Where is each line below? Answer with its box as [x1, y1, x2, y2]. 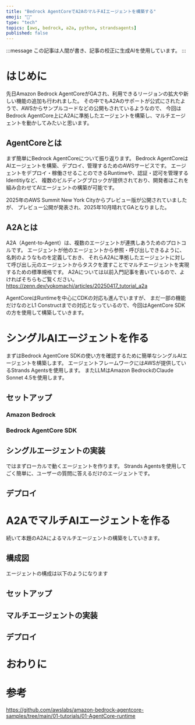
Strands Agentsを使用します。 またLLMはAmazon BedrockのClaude [10, 367, 173, 374]
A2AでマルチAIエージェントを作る [6, 514, 171, 527]
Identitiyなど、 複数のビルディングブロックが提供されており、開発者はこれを [6, 177, 189, 184]
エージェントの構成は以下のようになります [6, 569, 108, 576]
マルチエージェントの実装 [6, 610, 98, 620]
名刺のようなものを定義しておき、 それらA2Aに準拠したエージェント [6, 254, 170, 261]
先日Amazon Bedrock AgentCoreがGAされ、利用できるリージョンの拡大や [6, 90, 184, 97]
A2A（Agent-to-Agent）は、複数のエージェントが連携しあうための [6, 239, 166, 246]
